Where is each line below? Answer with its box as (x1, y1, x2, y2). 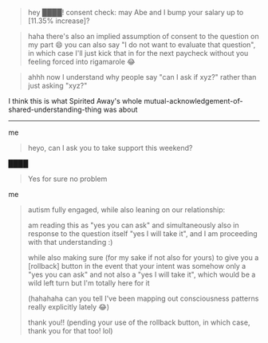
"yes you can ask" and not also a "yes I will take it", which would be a (27, 270, 256, 279)
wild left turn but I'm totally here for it (27, 278, 150, 287)
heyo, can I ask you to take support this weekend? (27, 144, 193, 152)
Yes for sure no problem (27, 174, 108, 183)
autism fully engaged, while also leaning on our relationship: (27, 205, 226, 215)
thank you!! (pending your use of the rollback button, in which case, (27, 317, 250, 327)
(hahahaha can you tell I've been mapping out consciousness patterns (27, 294, 259, 303)
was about (103, 104, 138, 114)
